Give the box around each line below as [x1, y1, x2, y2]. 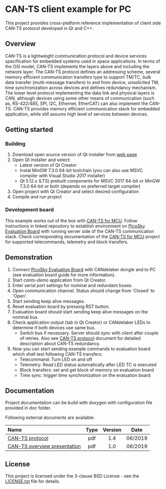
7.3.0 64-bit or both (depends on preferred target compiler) [19, 183, 141, 190]
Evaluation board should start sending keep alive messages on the [12, 308, 148, 314]
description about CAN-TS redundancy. [19, 340, 101, 346]
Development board [5, 206, 54, 213]
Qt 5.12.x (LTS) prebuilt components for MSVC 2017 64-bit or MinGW [19, 178, 160, 184]
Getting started [5, 125, 54, 134]
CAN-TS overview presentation [7, 443, 81, 450]
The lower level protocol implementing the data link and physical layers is [5, 90, 155, 96]
